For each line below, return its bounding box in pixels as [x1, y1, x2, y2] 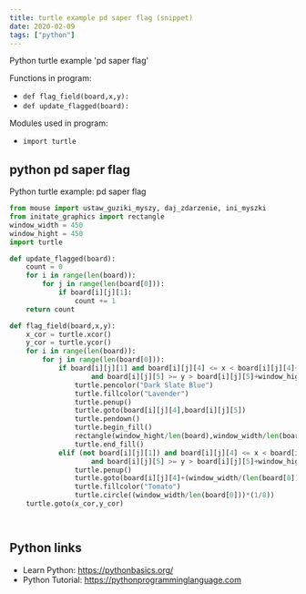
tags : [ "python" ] [9, 30, 76, 39]
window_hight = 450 [9, 229, 84, 238]
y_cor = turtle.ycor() [25, 338, 112, 347]
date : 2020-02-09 [9, 22, 76, 31]
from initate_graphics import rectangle [9, 212, 166, 221]
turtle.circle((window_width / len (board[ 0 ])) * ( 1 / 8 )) [74, 491, 275, 500]
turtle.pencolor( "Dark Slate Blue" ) [74, 380, 214, 390]
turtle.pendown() [74, 415, 141, 424]
